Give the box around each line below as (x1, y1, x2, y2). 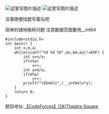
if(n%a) (23, 59, 39, 64)
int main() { (5, 41, 33, 46)
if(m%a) (23, 72, 39, 77)
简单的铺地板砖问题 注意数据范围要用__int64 (5, 27, 96, 33)
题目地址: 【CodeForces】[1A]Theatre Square (5, 103, 98, 109)
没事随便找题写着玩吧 (5, 16, 49, 22)
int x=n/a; (23, 54, 46, 59)
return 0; (14, 89, 35, 94)
